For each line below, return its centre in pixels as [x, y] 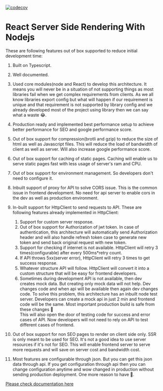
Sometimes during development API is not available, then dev [81, 278]
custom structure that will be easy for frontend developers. [78, 273]
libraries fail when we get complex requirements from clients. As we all [83, 94]
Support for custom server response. [57, 222]
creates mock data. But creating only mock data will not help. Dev [85, 283]
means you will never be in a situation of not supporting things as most [83, 89]
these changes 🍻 [37, 309]
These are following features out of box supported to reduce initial [71, 50]
